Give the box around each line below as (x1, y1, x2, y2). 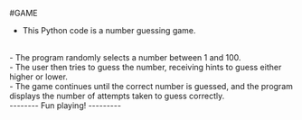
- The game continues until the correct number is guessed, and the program (9, 81, 294, 91)
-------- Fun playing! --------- (9, 100, 122, 111)
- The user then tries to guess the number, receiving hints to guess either (9, 62, 282, 72)
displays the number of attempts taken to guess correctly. (9, 90, 225, 101)
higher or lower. (9, 71, 68, 82)
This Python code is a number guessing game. (22, 25, 196, 35)
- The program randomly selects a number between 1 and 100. (9, 52, 241, 62)
